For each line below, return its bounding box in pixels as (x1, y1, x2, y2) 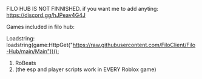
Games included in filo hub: (6, 24, 75, 30)
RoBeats (15, 60, 36, 66)
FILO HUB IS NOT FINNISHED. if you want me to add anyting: (6, 5, 159, 12)
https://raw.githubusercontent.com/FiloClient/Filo (72, 42, 196, 48)
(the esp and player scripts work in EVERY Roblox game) (15, 66, 157, 73)
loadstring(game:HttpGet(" (6, 42, 73, 48)
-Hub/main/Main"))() (6, 48, 58, 55)
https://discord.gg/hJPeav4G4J (6, 11, 86, 19)
